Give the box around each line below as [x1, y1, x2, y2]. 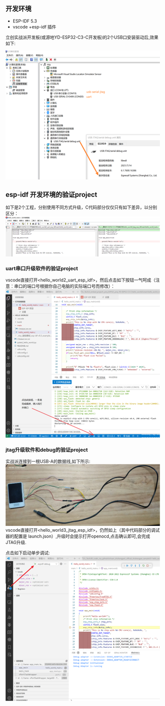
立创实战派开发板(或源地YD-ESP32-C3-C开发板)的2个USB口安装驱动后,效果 [5, 34, 159, 40]
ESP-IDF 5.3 [12, 18, 37, 24]
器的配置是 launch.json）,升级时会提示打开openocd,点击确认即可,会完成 [5, 533, 150, 539]
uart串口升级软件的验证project [5, 265, 78, 272]
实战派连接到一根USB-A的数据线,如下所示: [5, 459, 91, 464]
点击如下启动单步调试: [5, 549, 50, 556]
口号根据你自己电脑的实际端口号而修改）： [31, 283, 115, 289]
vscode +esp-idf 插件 [12, 24, 57, 29]
